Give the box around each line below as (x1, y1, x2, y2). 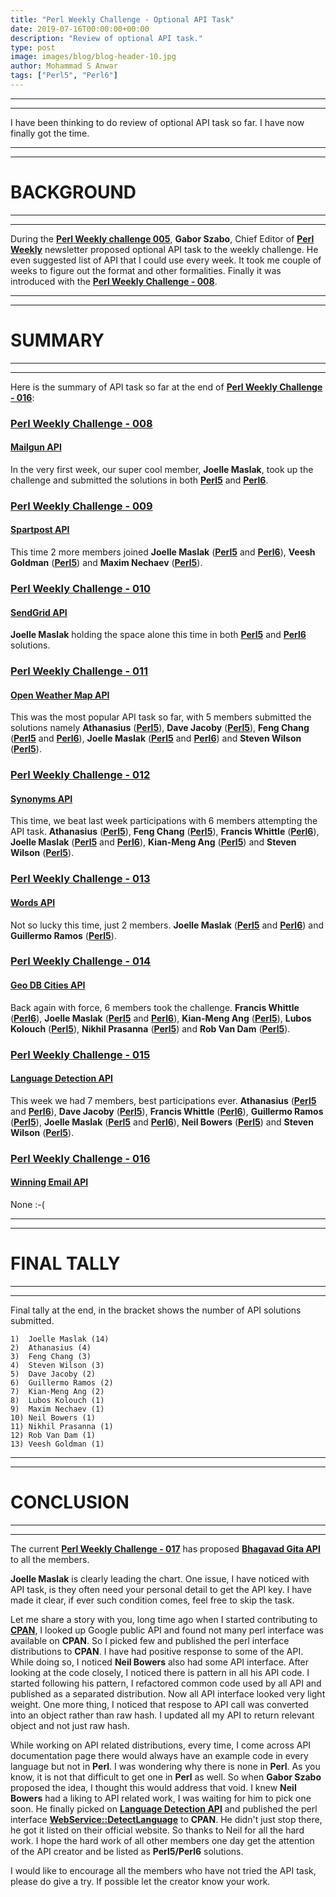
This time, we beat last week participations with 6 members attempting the (10, 815, 318, 827)
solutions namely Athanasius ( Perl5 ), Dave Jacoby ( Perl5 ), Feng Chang (10, 722, 310, 734)
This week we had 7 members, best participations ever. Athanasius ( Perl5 (10, 1094, 317, 1106)
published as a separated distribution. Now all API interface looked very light (10, 1687, 326, 1700)
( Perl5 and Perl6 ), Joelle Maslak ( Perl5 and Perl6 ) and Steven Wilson (10, 732, 302, 745)
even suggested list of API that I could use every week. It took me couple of (10, 254, 322, 266)
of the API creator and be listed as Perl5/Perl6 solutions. (10, 1845, 244, 1857)
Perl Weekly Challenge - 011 (10, 664, 149, 678)
